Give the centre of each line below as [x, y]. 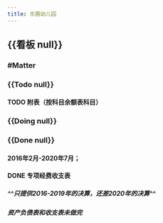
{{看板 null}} [35, 45]
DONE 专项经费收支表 [39, 176]
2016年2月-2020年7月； [44, 158]
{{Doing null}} [32, 121]
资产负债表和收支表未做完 [45, 213]
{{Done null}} [31, 140]
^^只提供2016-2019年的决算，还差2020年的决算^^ [81, 194]
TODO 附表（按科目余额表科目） [54, 102]
